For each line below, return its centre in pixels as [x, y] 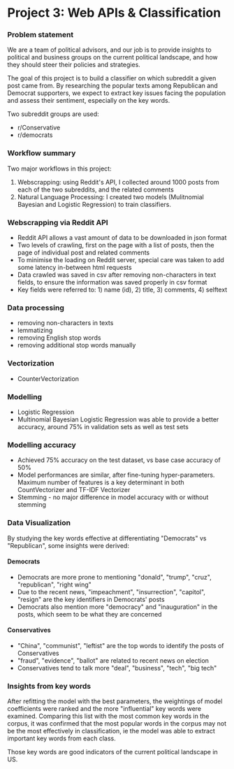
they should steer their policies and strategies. [74, 65]
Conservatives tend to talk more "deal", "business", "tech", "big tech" [117, 668]
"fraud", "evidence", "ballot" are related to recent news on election [113, 660]
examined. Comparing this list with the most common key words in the [108, 716]
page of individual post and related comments [83, 252]
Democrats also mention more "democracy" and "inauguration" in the [117, 607]
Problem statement [41, 35]
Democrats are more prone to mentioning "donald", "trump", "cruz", [114, 577]
